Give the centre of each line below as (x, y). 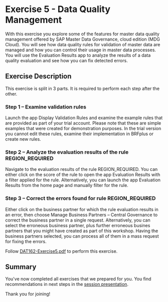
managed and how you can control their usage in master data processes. (81, 50)
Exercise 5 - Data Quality (58, 9)
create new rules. (23, 139)
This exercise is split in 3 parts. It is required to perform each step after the (82, 88)
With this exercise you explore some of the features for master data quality (82, 34)
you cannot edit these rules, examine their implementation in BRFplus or (79, 134)
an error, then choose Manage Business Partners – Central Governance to (81, 215)
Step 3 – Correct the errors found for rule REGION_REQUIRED (80, 198)
